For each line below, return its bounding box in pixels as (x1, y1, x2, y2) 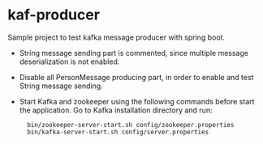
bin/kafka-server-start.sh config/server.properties (27, 128, 209, 136)
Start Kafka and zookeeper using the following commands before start (19, 96, 255, 106)
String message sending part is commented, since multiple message (19, 48, 249, 57)
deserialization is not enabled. (19, 57, 120, 66)
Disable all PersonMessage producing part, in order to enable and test (19, 72, 254, 82)
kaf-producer (7, 6, 101, 24)
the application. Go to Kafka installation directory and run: (19, 105, 213, 115)
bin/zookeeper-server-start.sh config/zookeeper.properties (27, 121, 235, 129)
